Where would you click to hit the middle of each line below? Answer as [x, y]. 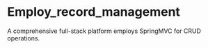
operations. [24, 38]
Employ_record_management [94, 12]
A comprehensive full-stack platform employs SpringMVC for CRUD [104, 31]
